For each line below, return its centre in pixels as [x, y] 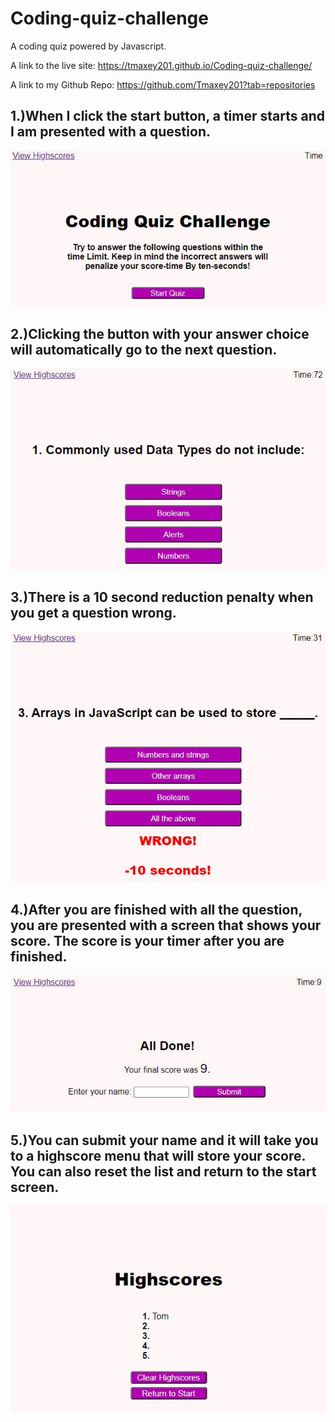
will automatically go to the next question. [144, 349]
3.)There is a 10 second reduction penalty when [162, 597]
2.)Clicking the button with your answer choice [160, 333]
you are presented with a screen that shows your [166, 925]
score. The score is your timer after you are [147, 940]
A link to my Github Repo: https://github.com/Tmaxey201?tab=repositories [163, 84]
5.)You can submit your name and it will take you [164, 1140]
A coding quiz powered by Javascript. [88, 46]
